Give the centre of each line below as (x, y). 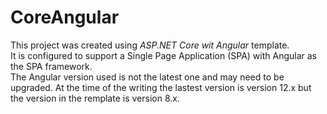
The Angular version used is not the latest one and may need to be (147, 77)
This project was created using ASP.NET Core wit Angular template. (150, 45)
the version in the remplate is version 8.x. (95, 98)
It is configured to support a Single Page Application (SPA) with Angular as (164, 55)
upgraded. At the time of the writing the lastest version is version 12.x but (161, 87)
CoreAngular (65, 17)
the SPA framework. (51, 66)
